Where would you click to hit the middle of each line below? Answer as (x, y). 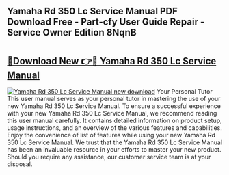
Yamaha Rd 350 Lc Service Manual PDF (92, 11)
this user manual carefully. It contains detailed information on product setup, (114, 120)
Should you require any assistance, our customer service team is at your (109, 157)
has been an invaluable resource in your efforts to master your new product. (114, 149)
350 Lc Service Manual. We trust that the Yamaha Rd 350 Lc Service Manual (115, 142)
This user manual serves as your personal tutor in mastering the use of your (114, 99)
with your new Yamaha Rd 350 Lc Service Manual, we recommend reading (112, 113)
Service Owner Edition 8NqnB (72, 32)
